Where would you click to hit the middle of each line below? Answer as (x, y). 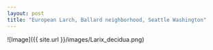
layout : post (26, 13)
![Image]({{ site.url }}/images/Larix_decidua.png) (76, 39)
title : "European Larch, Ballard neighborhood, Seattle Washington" (107, 20)
